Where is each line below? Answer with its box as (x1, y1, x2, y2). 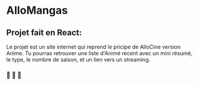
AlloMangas (6, 4, 68, 17)
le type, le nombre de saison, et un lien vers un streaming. (6, 56, 151, 63)
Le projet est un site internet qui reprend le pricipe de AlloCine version (6, 43, 181, 50)
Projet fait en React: (6, 28, 82, 38)
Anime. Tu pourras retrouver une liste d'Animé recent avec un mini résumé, (6, 50, 193, 57)
